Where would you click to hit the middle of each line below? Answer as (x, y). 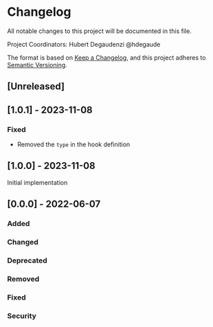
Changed (23, 243)
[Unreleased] (36, 87)
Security (22, 315)
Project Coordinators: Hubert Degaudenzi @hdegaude (84, 44)
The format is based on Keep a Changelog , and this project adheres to (106, 57)
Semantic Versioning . (37, 65)
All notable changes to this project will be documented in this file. (100, 31)
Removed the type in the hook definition (74, 144)
